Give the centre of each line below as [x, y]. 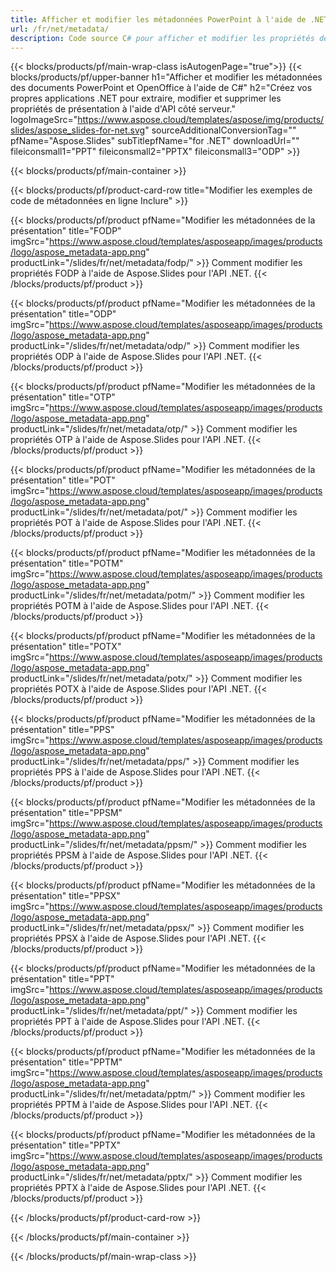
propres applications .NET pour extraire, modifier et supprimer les [146, 98]
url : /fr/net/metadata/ [60, 29]
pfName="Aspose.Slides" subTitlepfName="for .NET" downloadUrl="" [155, 141]
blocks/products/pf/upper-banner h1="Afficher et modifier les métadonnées [166, 77]
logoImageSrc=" [44, 120]
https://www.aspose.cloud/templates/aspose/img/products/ [201, 120]
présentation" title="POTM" [67, 563]
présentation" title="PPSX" [65, 896]
